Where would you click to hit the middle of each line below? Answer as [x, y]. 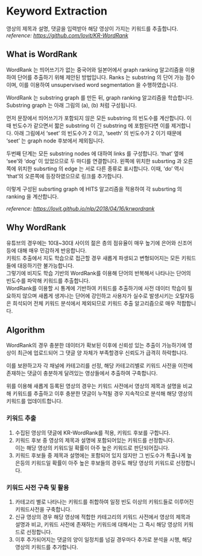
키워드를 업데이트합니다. [35, 401]
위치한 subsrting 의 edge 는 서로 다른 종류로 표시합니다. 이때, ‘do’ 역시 [100, 168]
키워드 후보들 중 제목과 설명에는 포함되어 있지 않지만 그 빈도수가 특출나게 [100, 455]
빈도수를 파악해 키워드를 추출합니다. [48, 280]
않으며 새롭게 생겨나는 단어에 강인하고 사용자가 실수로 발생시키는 [98, 296]
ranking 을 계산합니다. [33, 196]
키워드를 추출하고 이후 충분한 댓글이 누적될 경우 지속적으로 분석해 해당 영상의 [103, 394]
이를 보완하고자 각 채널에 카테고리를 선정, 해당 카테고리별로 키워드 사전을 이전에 [99, 366]
